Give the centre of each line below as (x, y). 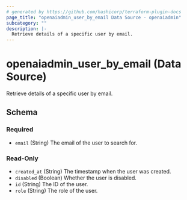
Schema (22, 112)
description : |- (26, 29)
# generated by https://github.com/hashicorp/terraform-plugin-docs (94, 12)
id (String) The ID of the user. (51, 184)
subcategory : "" (26, 23)
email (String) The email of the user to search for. (76, 143)
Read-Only (23, 158)
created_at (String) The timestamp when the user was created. (93, 172)
